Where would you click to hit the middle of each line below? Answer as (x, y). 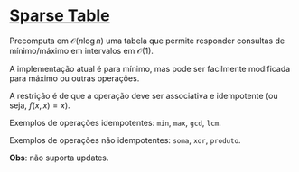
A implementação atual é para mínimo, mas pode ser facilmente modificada (150, 68)
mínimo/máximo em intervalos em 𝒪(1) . (81, 50)
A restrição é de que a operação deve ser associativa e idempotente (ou (144, 95)
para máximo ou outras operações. (75, 78)
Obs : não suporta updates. (59, 158)
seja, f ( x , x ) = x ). (40, 105)
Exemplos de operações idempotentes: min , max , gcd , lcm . (115, 122)
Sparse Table (60, 16)
